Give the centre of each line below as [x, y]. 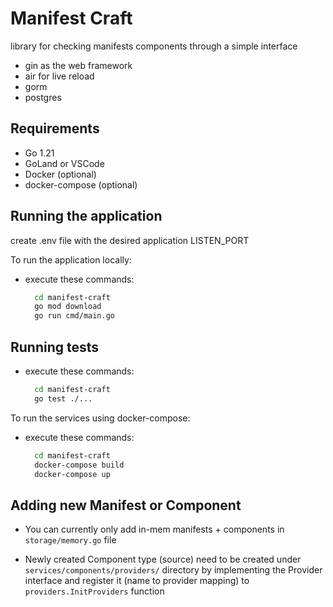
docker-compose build [79, 465]
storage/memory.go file [70, 540]
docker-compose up [72, 474]
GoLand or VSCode [64, 163]
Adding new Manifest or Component [126, 505]
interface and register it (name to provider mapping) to [137, 581]
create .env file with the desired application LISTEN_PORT [130, 240]
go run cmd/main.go [74, 316]
